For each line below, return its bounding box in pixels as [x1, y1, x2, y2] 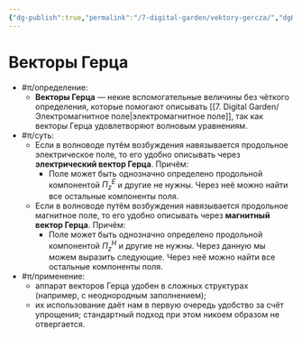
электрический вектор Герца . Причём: [34, 159, 189, 169]
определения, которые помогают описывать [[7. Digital [34, 101, 247, 112]
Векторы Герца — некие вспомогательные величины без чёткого [34, 91, 290, 102]
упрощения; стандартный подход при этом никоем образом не [34, 309, 280, 320]
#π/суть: [21, 130, 55, 141]
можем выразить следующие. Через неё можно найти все [48, 251, 276, 262]
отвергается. [34, 319, 86, 330]
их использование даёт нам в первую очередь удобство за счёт [34, 299, 285, 311]
